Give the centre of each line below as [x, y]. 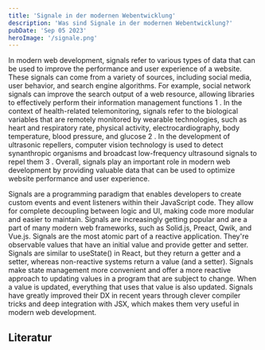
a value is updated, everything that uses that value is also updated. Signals [131, 287]
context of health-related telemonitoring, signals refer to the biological [123, 111]
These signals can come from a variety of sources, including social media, [130, 77]
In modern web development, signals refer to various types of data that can [132, 60]
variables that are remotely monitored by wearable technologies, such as [128, 119]
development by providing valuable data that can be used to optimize [122, 170]
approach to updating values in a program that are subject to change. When [132, 278]
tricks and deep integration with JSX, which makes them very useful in [124, 304]
